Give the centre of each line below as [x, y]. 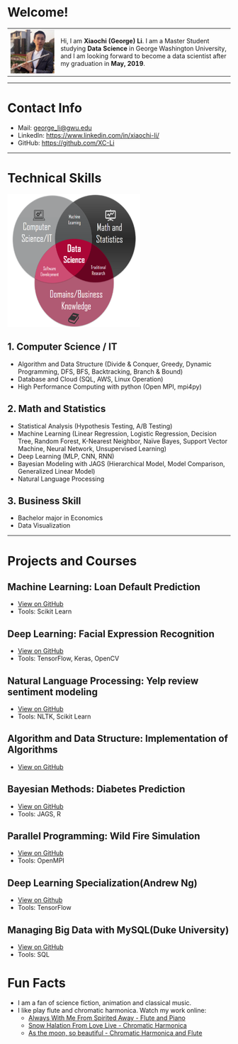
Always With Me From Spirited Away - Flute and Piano [107, 1018]
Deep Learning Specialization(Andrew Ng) [102, 883]
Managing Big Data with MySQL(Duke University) [118, 930]
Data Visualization [44, 526]
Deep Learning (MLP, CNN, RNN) [66, 456]
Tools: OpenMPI [41, 861]
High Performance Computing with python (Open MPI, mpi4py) [109, 387]
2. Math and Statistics [57, 409]
